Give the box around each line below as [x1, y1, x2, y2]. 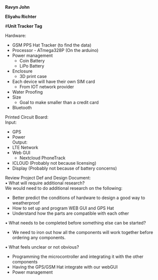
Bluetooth [12, 105, 32, 110]
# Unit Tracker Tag [5, 23, 43, 29]
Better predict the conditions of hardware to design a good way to [12, 195, 145, 201]
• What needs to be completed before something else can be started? [5, 220, 146, 226]
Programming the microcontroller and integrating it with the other [12, 254, 144, 259]
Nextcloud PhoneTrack [19, 155, 66, 161]
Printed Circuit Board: [5, 114, 49, 120]
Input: [5, 120, 17, 125]
